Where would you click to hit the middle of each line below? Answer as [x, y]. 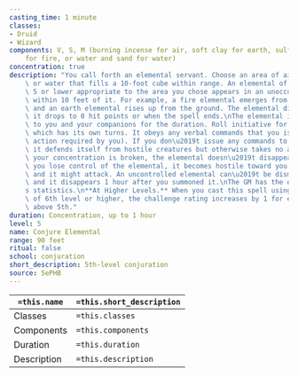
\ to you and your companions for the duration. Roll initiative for [157, 125]
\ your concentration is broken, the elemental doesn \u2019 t [140, 157]
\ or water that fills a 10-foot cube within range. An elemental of [157, 83]
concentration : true [47, 67]
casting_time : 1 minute [53, 17]
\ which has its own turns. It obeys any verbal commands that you [152, 133]
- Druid [24, 34]
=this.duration [108, 344]
